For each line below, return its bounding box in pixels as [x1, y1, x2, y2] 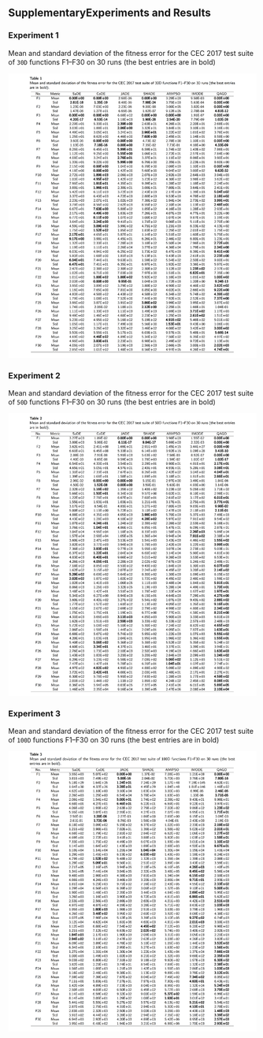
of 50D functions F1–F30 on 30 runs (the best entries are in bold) [8, 397, 217, 407]
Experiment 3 [8, 708, 61, 719]
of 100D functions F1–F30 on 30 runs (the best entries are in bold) [8, 735, 220, 745]
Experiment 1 [8, 30, 59, 41]
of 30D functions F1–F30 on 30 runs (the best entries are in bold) [8, 57, 217, 66]
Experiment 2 [8, 370, 61, 381]
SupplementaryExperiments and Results [8, 6, 211, 20]
